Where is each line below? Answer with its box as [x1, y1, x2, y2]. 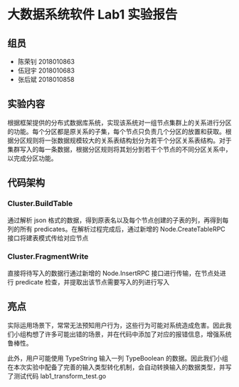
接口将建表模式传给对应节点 [7, 233, 89, 242]
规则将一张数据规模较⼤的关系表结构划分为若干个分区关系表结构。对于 [26, 136, 232, 145]
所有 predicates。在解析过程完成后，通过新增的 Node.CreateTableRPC [19, 225, 225, 233]
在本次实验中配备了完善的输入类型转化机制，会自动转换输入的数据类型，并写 [7, 363, 232, 371]
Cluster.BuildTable [7, 199, 73, 209]
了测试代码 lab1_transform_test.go [7, 371, 107, 380]
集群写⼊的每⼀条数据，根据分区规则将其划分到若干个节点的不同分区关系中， [7, 145, 232, 153]
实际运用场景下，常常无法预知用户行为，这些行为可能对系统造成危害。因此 [7, 321, 225, 329]
